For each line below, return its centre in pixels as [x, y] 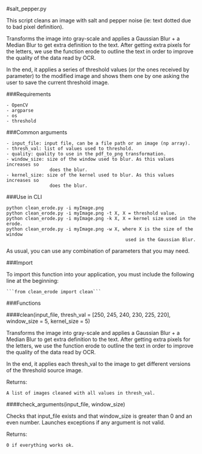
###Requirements [29, 94]
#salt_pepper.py [26, 9]
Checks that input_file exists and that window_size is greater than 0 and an [99, 416]
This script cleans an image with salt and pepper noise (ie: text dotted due [99, 20]
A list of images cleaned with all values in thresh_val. [81, 393]
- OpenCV [17, 105]
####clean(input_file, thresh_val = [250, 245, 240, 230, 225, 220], [89, 315]
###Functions [24, 303]
